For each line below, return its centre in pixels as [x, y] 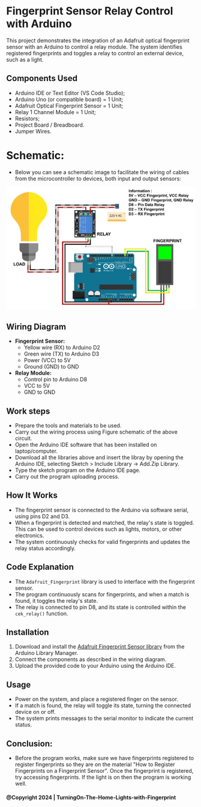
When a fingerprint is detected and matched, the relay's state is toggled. [104, 522]
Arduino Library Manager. [46, 653]
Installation [28, 632]
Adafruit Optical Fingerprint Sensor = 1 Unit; [69, 106]
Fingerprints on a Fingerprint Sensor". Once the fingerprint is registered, [104, 770]
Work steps [28, 411]
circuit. [23, 438]
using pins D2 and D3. [42, 516]
